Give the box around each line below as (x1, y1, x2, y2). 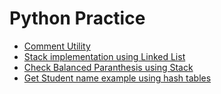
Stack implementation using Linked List (23, 50, 186, 62)
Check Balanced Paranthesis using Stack (23, 61, 194, 73)
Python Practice (9, 7, 146, 30)
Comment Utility (23, 40, 91, 52)
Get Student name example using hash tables (23, 72, 212, 84)
